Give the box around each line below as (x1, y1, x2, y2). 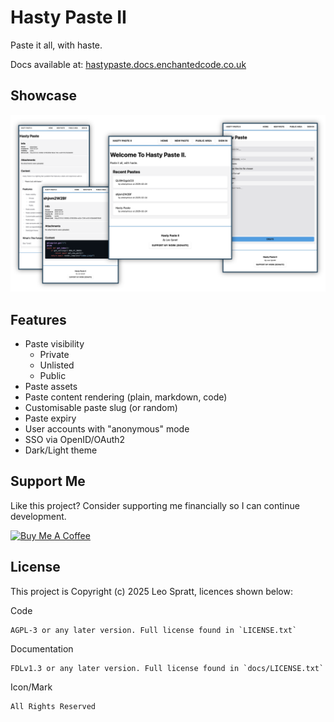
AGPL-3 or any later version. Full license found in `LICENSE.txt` (10, 625, 298, 635)
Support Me (10, 473, 86, 490)
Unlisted (39, 359, 75, 371)
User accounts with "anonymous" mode (24, 423, 190, 435)
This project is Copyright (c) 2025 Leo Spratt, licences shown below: (10, 585, 293, 597)
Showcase (10, 87, 78, 105)
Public (39, 370, 67, 382)
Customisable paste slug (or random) (24, 402, 178, 414)
